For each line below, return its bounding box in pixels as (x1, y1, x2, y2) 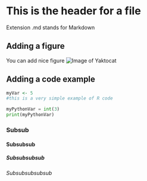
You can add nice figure (6, 57, 65, 64)
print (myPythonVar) (6, 112, 55, 118)
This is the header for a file (6, 4, 141, 18)
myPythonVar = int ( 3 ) (6, 106, 60, 113)
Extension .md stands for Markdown (6, 24, 95, 31)
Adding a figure (6, 41, 65, 51)
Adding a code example (6, 74, 95, 85)
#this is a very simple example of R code (6, 95, 113, 102)
